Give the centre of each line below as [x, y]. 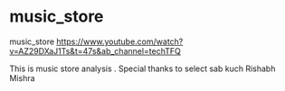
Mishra [22, 77]
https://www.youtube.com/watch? [120, 41]
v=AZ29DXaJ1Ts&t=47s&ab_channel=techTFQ [95, 50]
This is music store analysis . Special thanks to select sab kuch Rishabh [142, 68]
